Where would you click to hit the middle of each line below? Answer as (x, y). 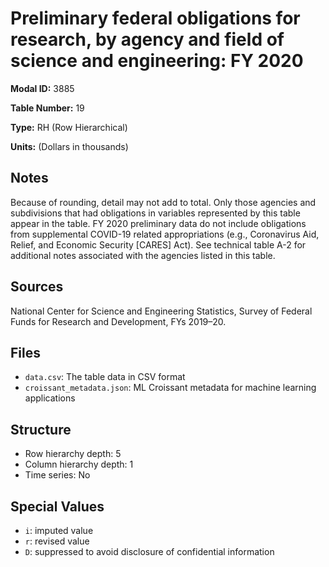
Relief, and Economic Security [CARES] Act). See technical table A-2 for (158, 244)
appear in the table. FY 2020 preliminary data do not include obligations (158, 223)
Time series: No (57, 475)
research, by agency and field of (147, 39)
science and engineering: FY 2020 (157, 61)
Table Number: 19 (47, 108)
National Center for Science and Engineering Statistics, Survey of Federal (161, 311)
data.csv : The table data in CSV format (105, 377)
